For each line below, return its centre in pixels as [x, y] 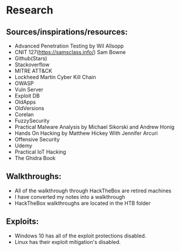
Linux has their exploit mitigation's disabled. [68, 242]
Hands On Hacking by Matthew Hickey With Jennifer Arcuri [86, 133]
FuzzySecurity [32, 121]
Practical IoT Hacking [40, 152]
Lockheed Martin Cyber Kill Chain [55, 77]
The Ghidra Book [35, 158]
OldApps [25, 102]
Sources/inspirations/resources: [67, 32]
